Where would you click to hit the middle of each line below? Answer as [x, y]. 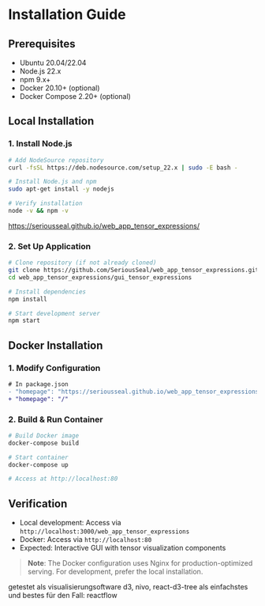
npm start [24, 321]
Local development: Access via [70, 523]
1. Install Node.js [40, 144]
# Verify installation [45, 203]
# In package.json [38, 384]
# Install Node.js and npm [52, 182]
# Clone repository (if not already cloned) [82, 263]
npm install [28, 299]
